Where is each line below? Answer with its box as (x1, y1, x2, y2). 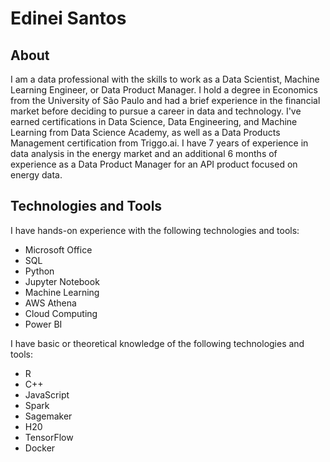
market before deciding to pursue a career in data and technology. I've (10, 105, 302, 117)
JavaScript (24, 388, 70, 401)
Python (24, 265, 55, 277)
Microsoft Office (24, 243, 93, 256)
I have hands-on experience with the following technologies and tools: (10, 224, 300, 236)
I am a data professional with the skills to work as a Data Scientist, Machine (10, 73, 320, 85)
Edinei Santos (10, 7, 127, 30)
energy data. (10, 169, 63, 181)
